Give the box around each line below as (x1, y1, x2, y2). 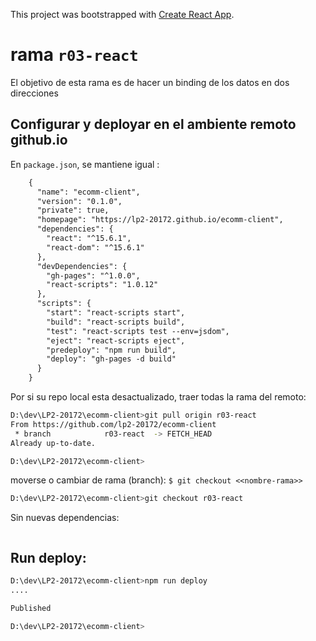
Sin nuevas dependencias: (10, 512, 120, 524)
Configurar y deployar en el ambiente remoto (10, 116, 297, 133)
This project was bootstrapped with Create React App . (10, 9, 235, 20)
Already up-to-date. (10, 438, 97, 448)
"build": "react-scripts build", (46, 317, 186, 327)
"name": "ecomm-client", (36, 187, 141, 197)
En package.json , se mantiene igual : (10, 158, 160, 170)
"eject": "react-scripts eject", (46, 335, 186, 346)
